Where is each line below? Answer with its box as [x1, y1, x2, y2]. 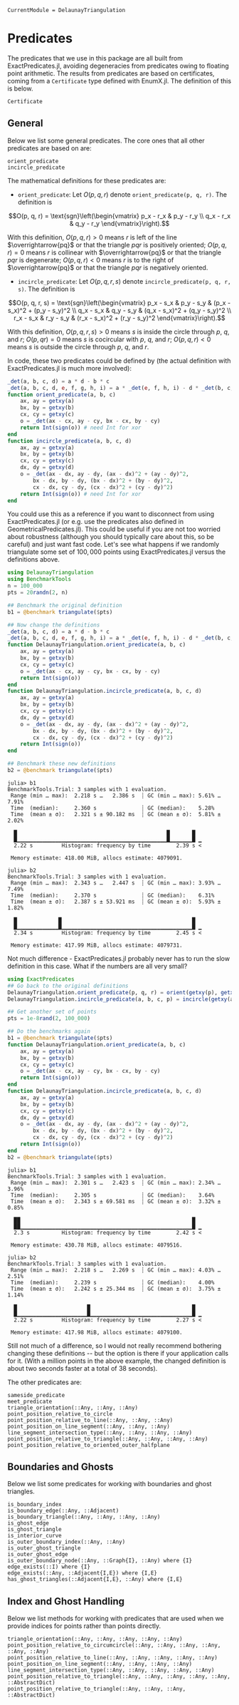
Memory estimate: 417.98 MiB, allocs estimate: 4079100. [10, 1329, 183, 1336]
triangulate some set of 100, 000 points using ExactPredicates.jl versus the [7, 547, 226, 556]
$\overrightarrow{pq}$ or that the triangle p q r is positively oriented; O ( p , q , [7, 240, 228, 249]
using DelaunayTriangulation [7, 569, 94, 577]
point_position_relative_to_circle [7, 1410, 113, 1418]
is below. [7, 84, 33, 93]
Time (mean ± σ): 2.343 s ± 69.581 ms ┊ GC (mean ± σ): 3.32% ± [10, 1197, 221, 1205]
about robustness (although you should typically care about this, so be [7, 532, 215, 541]
